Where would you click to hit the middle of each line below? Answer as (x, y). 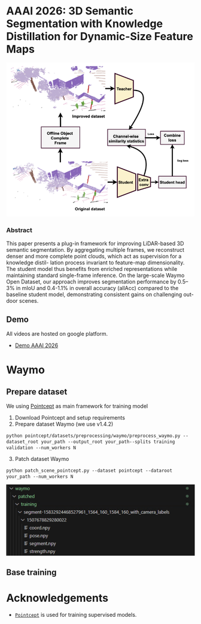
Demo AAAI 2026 (36, 345)
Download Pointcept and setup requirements (70, 418)
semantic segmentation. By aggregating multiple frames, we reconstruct (95, 249)
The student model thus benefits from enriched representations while (92, 269)
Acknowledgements (57, 598)
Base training (31, 573)
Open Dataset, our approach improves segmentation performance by (91, 281)
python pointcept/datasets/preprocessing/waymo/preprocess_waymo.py (93, 436)
